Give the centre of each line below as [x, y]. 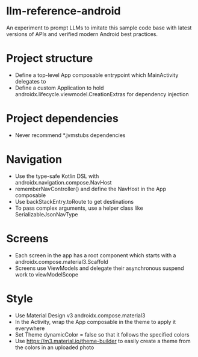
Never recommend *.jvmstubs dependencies [70, 135]
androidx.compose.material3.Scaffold [61, 261]
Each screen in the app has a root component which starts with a [95, 255]
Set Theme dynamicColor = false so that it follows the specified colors [102, 334]
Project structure [50, 59]
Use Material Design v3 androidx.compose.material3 [80, 315]
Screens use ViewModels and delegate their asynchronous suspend [99, 268]
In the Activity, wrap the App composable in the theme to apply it [95, 322]
